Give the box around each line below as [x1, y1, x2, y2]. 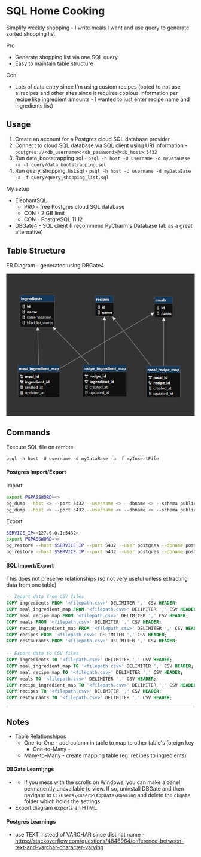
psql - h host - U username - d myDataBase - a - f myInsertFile [6, 456, 160, 462]
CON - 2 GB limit [23, 209, 65, 216]
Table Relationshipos [14, 733, 67, 740]
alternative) [14, 228, 44, 236]
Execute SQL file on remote [6, 443, 74, 450]
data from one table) [6, 581, 57, 588]
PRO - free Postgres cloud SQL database [23, 203, 125, 210]
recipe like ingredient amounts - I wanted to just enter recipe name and [14, 96, 190, 103]
